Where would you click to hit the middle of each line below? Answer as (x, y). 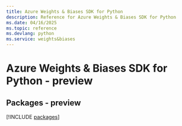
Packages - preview (44, 103)
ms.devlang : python (30, 34)
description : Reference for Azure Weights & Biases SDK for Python (91, 17)
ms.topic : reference (32, 28)
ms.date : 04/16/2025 (32, 22)
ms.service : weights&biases (41, 39)
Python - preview (50, 81)
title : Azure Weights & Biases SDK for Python (65, 12)
